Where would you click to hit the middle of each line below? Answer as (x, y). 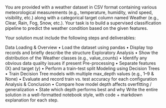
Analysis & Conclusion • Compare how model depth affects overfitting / (78, 84)
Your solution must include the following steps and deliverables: (70, 38)
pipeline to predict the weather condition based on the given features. (77, 28)
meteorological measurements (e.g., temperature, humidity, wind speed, (79, 12)
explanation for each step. (32, 100)
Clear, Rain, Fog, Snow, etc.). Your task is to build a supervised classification (83, 23)
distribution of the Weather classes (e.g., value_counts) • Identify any (76, 58)
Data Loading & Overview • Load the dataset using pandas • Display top (79, 47)
